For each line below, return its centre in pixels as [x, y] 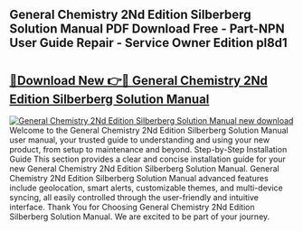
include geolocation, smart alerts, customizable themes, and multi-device [146, 188]
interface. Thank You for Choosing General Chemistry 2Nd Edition [132, 207]
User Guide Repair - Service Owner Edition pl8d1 [148, 43]
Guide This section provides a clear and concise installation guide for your [148, 159]
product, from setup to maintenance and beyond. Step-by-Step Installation [148, 149]
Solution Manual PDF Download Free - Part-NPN [147, 29]
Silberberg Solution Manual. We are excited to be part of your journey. [140, 217]
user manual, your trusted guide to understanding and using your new [139, 140]
